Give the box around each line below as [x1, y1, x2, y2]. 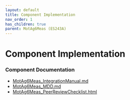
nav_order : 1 [5, 17, 33, 22]
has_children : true [5, 21, 46, 27]
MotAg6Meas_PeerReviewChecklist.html [12, 88, 97, 94]
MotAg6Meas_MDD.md [12, 83, 61, 89]
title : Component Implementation [5, 12, 76, 17]
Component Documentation [5, 66, 75, 74]
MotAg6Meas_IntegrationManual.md [12, 78, 89, 84]
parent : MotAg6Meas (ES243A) [5, 26, 67, 31]
